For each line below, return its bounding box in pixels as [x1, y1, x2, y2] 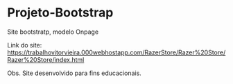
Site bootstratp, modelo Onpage [7, 28, 99, 36]
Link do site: [7, 41, 42, 49]
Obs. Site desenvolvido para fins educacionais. [7, 69, 142, 77]
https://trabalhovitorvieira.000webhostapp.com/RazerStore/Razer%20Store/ [7, 48, 226, 56]
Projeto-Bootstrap [7, 5, 114, 21]
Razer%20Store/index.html [7, 55, 85, 63]
